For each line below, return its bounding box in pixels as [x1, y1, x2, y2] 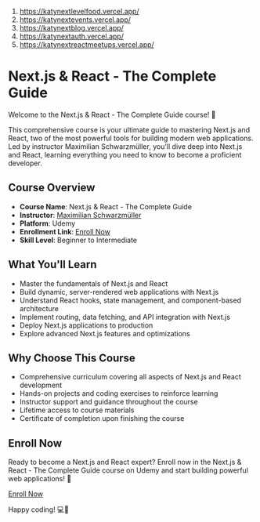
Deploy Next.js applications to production [19, 321, 153, 330]
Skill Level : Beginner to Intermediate [19, 235, 138, 245]
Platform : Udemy [19, 219, 76, 228]
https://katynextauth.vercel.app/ [19, 31, 124, 41]
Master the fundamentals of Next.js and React [19, 278, 168, 288]
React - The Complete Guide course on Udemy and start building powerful [8, 466, 249, 475]
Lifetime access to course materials [19, 405, 135, 415]
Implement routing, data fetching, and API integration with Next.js [19, 312, 231, 321]
